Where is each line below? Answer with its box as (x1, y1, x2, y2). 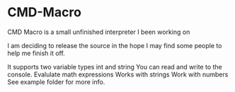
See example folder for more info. (7, 77, 105, 86)
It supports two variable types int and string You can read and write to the (7, 62, 223, 71)
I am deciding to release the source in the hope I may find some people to (7, 41, 222, 50)
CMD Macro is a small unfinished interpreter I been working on (7, 28, 190, 36)
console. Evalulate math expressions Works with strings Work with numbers (7, 70, 229, 79)
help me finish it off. (7, 49, 65, 57)
